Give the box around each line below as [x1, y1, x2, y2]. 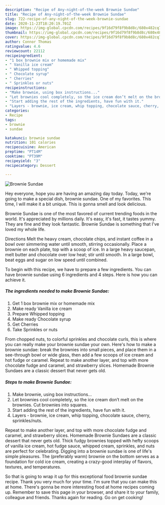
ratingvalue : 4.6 [5, 44, 41, 49]
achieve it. [5, 277, 26, 283]
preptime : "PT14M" [5, 149, 43, 155]
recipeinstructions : [5, 85, 48, 90]
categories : [5, 108, 29, 114]
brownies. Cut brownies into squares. [12, 402, 88, 408]
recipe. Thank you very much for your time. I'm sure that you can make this [5, 479, 157, 485]
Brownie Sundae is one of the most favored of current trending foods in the [5, 210, 157, 216]
